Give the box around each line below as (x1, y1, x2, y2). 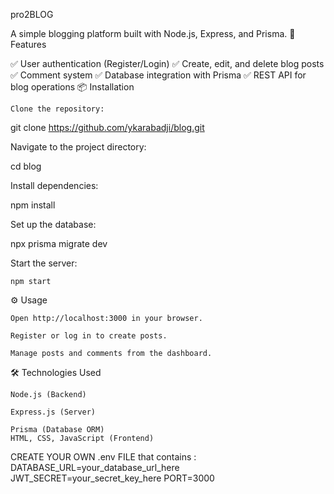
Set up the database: (10, 219, 97, 230)
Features (10, 39, 47, 50)
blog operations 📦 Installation (10, 81, 135, 93)
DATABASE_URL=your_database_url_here (10, 462, 180, 473)
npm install (10, 199, 56, 211)
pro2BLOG (10, 9, 54, 20)
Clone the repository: (10, 104, 105, 114)
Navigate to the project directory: (10, 141, 147, 153)
